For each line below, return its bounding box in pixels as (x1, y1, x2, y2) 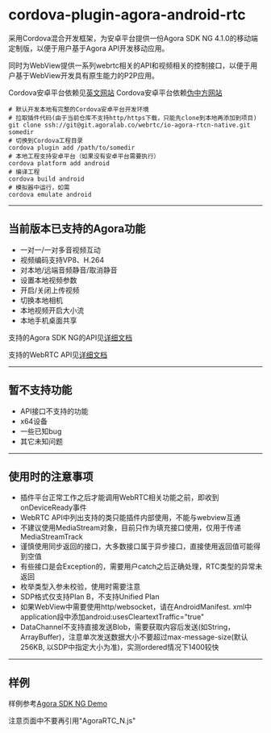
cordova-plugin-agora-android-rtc (8, 6, 246, 24)
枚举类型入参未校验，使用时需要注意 (19, 582, 141, 592)
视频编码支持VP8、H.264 (19, 255, 105, 264)
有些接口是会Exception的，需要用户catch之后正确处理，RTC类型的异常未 (19, 562, 263, 572)
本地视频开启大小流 (19, 305, 85, 315)
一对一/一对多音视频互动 (19, 244, 101, 255)
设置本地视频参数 (19, 275, 77, 285)
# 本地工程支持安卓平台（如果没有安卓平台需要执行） (8, 152, 160, 160)
